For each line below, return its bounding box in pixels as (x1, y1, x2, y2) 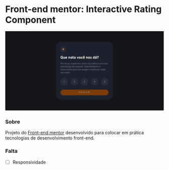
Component (5, 14, 56, 26)
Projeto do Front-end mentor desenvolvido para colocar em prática (5, 130, 144, 136)
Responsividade (12, 159, 46, 165)
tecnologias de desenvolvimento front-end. (5, 135, 95, 141)
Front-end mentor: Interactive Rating (5, 4, 162, 15)
